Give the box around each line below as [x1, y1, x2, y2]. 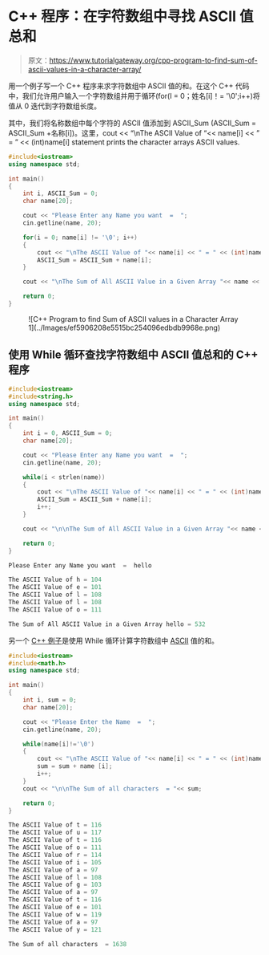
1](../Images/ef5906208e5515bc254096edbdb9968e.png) [28, 323, 221, 332]
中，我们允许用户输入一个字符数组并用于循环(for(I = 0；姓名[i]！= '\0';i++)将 [8, 91, 260, 100]
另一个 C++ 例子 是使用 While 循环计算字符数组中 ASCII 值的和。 [8, 636, 219, 645]
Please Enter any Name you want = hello [8, 561, 152, 570]
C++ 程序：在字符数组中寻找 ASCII [8, 7, 237, 26]
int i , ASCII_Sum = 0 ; [22, 189, 98, 197]
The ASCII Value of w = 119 [8, 910, 102, 919]
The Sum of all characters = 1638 [8, 940, 127, 948]
